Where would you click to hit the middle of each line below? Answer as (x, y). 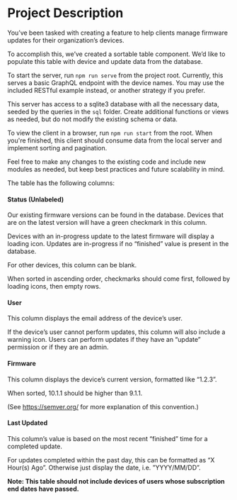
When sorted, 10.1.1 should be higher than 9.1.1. (75, 393)
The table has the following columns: (61, 183)
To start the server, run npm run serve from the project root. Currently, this (115, 75)
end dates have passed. (43, 489)
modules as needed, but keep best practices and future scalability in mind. (116, 169)
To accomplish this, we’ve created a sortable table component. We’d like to (116, 54)
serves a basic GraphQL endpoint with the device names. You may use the (116, 82)
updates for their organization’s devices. (66, 40)
